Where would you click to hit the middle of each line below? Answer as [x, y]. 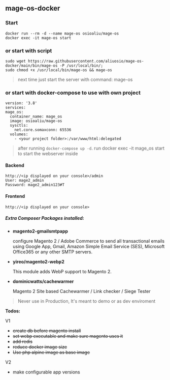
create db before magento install [47, 331]
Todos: [13, 311]
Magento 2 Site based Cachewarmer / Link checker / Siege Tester [81, 291]
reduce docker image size [40, 347]
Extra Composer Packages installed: [45, 218]
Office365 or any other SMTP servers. [53, 252]
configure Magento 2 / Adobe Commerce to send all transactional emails [89, 241]
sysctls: [19, 126]
